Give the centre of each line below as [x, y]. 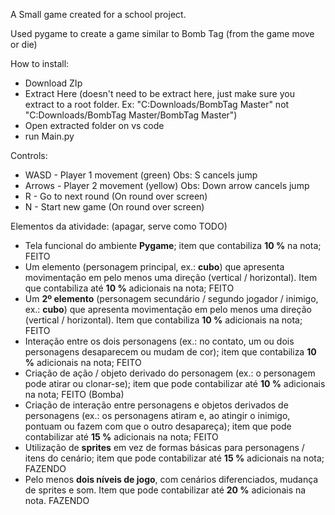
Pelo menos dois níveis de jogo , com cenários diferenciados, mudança [171, 479]
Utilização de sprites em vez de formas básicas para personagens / [164, 447]
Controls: [29, 155]
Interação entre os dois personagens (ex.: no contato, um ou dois [159, 341]
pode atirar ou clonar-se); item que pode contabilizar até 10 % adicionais [175, 383]
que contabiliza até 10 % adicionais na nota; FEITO [129, 288]
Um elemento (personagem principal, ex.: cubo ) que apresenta [154, 267]
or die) [24, 44]
